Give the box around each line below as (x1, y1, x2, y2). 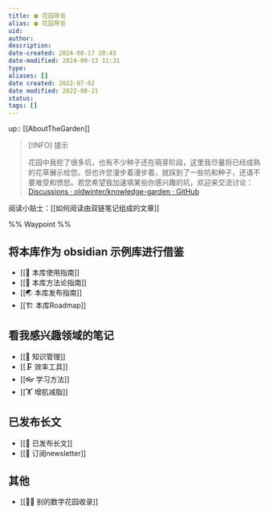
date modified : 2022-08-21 (8, 86, 99, 95)
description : (8, 42, 52, 50)
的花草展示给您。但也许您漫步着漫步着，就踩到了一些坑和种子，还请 (27, 168, 254, 177)
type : (8, 64, 26, 73)
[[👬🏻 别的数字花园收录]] (19, 497, 99, 507)
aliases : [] (8, 72, 48, 80)
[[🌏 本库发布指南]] (19, 288, 83, 297)
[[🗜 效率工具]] (19, 362, 68, 371)
